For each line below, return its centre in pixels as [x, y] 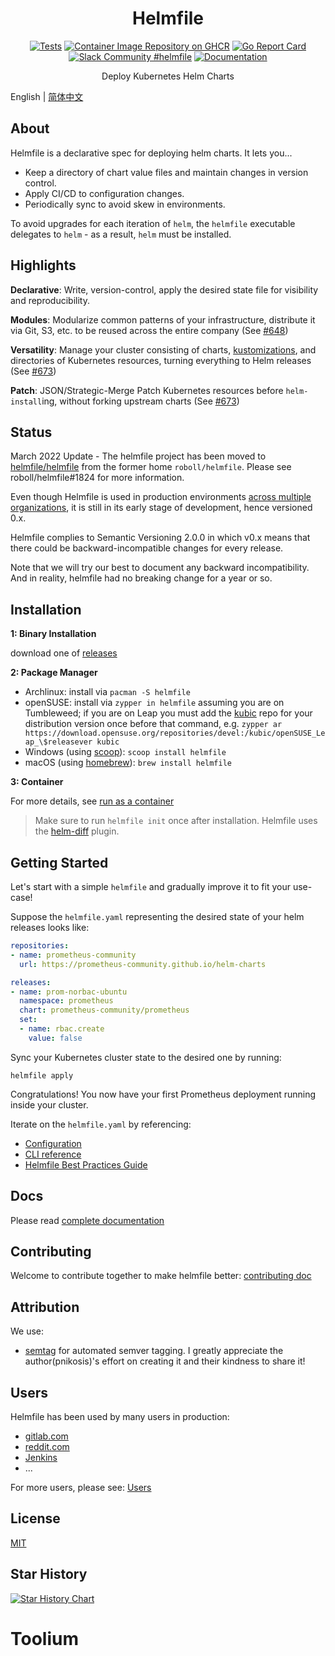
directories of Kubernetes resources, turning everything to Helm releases [161, 360]
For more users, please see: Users [81, 1487]
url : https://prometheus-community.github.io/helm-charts [143, 964]
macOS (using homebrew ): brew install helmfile [128, 763]
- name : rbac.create [62, 1029]
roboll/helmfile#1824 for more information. [97, 478]
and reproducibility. [50, 300]
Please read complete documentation [87, 1220]
